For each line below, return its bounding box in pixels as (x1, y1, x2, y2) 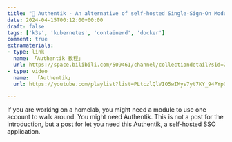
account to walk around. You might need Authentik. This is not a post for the (7, 113, 224, 121)
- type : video (7, 68, 48, 74)
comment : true (7, 36, 48, 43)
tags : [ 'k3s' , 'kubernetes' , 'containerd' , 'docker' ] (7, 29, 166, 37)
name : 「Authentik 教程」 (13, 55, 84, 62)
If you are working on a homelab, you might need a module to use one (7, 105, 206, 114)
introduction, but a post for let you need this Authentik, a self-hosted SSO (7, 120, 216, 128)
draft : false (7, 23, 45, 30)
